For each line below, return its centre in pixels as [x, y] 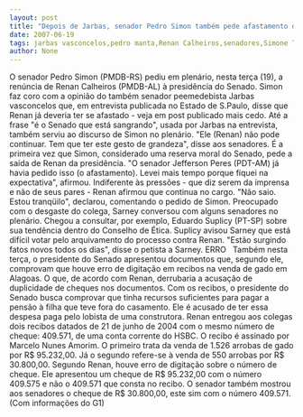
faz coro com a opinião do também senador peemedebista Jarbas [132, 97]
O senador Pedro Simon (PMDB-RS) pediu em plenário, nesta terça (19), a [147, 77]
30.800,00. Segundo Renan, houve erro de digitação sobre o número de [143, 365]
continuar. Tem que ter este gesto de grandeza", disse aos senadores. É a [147, 144]
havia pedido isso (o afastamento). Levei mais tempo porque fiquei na [139, 173]
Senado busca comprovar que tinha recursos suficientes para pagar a [139, 298]
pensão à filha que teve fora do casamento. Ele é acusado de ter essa [139, 307]
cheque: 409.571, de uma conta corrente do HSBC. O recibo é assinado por [150, 336]
